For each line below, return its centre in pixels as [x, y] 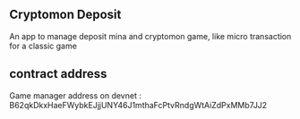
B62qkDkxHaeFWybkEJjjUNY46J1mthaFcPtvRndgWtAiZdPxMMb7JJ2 [138, 105]
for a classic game [43, 46]
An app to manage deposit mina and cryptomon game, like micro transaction [150, 36]
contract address [58, 74]
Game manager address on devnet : [75, 95]
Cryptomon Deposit [65, 15]
